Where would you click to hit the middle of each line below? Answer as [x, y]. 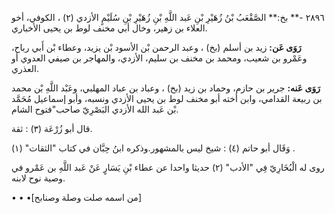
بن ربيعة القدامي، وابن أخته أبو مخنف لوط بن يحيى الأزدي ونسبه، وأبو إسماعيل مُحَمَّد [167, 98]
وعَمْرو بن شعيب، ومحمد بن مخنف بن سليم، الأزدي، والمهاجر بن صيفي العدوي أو [159, 58]
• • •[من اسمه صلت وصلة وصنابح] [76, 197]
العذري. [25, 68]
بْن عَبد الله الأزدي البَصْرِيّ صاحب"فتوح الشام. [95, 109]
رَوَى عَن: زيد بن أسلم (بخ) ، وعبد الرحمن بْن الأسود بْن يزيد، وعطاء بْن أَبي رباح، [156, 47]
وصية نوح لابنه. [38, 178]
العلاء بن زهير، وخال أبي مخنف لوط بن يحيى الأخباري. [109, 28]
